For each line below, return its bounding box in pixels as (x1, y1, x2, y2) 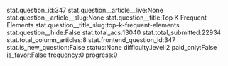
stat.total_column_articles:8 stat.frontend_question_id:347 (6, 36, 176, 44)
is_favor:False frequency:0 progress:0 (6, 51, 118, 59)
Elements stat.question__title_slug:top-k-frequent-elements (6, 21, 180, 29)
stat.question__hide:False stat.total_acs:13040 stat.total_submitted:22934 (6, 28, 222, 37)
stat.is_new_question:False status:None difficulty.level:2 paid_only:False (6, 44, 217, 51)
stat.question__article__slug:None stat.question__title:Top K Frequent (6, 13, 207, 22)
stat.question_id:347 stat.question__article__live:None (6, 6, 164, 14)
